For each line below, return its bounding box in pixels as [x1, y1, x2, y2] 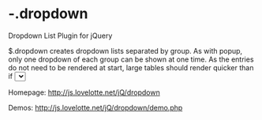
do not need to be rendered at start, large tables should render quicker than [8, 62, 254, 72]
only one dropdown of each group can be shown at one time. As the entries [8, 54, 254, 64]
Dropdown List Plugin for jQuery [8, 31, 113, 40]
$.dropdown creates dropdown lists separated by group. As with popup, [8, 46, 243, 55]
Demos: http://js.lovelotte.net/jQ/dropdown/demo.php [8, 103, 183, 112]
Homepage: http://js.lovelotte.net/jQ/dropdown [8, 88, 160, 97]
